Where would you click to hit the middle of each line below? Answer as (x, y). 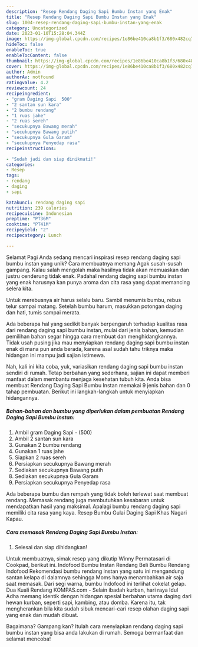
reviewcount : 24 (26, 88)
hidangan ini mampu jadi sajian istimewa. (56, 355)
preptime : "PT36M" (29, 219)
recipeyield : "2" (27, 230)
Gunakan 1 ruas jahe (39, 451)
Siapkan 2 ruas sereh (40, 457)
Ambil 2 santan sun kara (44, 439)
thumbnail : (19, 61)
